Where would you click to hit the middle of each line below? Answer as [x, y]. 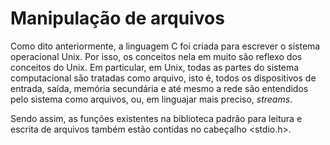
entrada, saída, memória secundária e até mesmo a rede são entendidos [159, 88]
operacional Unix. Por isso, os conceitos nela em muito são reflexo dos [156, 56]
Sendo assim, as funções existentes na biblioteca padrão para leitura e [156, 118]
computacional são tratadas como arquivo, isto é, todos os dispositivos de [163, 78]
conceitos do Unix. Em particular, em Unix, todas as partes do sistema [155, 67]
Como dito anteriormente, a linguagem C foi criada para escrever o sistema [165, 46]
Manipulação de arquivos [117, 18]
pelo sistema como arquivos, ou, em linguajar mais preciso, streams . [151, 99]
